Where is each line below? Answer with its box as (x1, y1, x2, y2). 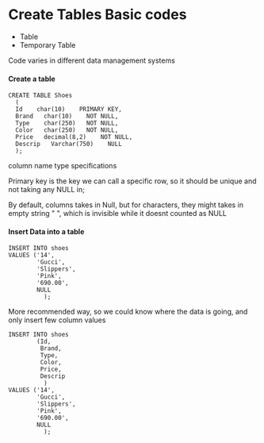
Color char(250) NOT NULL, (15, 126, 119, 134)
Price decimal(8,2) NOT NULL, (15, 133, 133, 141)
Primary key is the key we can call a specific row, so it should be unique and (8, 176, 257, 186)
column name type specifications (8, 161, 117, 171)
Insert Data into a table (8, 226, 85, 236)
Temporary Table (19, 40, 76, 49)
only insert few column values (8, 315, 106, 325)
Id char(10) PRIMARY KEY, (15, 106, 123, 114)
